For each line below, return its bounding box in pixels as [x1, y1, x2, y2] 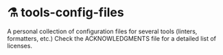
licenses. [7, 41, 33, 50]
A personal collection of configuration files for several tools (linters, [7, 27, 198, 35]
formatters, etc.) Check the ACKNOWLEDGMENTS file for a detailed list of [7, 34, 217, 42]
